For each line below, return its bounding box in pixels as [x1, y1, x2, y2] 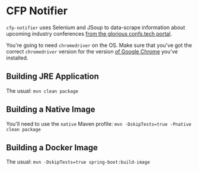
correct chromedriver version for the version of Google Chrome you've [6, 47, 178, 55]
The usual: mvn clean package [6, 87, 79, 94]
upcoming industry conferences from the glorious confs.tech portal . [6, 30, 173, 37]
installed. [6, 54, 28, 61]
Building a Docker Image [6, 142, 98, 153]
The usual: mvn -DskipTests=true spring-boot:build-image [6, 159, 150, 166]
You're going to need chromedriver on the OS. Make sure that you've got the [6, 42, 193, 49]
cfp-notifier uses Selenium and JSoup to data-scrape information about [6, 24, 186, 31]
